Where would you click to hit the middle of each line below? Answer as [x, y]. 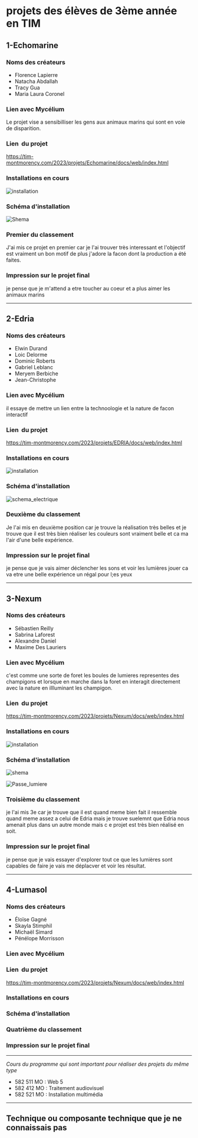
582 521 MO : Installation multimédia [59, 1094]
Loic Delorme [31, 355]
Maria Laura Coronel [39, 94]
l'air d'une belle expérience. [40, 540]
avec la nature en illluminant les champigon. [59, 688]
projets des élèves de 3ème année [92, 11]
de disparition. [24, 128]
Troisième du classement [43, 799]
